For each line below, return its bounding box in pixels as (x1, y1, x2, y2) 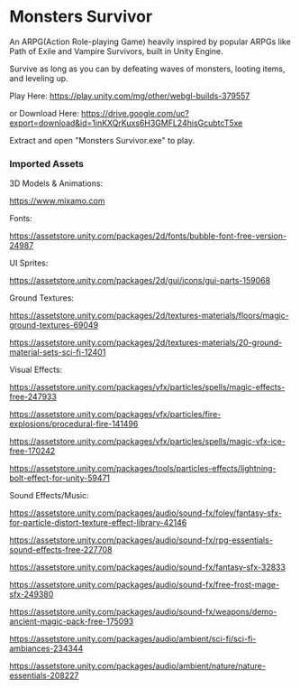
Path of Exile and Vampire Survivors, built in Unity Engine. (9, 45, 223, 56)
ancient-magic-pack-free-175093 (9, 616, 134, 627)
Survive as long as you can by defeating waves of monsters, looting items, (9, 63, 286, 74)
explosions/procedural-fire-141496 (9, 418, 139, 430)
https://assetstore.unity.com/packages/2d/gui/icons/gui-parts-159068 (9, 275, 271, 286)
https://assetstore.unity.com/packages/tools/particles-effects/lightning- (9, 463, 277, 474)
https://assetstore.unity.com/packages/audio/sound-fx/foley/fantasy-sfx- (9, 507, 282, 518)
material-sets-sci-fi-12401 (9, 347, 106, 358)
